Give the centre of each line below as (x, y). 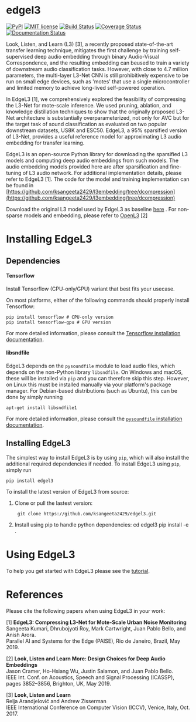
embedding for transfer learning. (45, 143)
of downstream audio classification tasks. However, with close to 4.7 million (97, 69)
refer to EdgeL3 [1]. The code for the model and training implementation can (98, 179)
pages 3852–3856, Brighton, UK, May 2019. (59, 683)
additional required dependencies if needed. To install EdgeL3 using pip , (94, 464)
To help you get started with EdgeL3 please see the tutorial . (78, 571)
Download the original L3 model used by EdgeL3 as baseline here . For (91, 209)
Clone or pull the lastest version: (53, 503)
